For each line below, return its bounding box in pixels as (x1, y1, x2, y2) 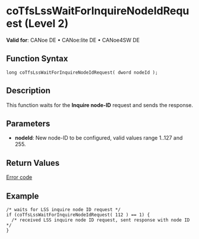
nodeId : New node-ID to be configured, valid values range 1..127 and (14, 134, 183, 141)
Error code (6, 174, 33, 181)
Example (6, 191, 39, 201)
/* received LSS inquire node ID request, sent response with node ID (11, 217, 190, 223)
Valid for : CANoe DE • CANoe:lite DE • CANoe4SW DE (6, 36, 140, 43)
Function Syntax (6, 54, 68, 64)
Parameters (6, 118, 50, 128)
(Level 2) (24, 17, 69, 30)
